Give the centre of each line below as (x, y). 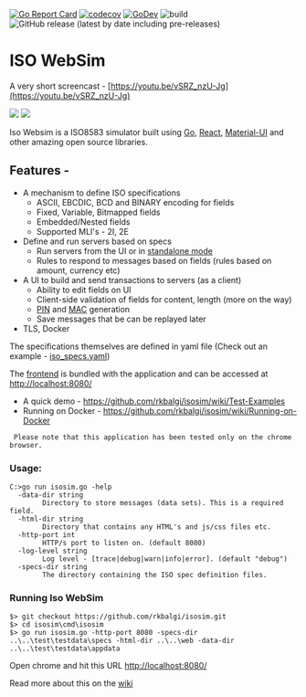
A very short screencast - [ (60, 86)
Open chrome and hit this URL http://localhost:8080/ (108, 666)
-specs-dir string (53, 567)
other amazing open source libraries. (79, 142)
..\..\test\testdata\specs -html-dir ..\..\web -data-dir (122, 641)
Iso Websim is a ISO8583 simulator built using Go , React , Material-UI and (147, 132)
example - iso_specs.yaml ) (60, 355)
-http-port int (47, 535)
